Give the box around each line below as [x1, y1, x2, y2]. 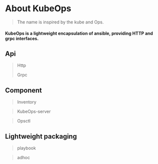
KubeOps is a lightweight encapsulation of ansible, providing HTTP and [5, 30, 153, 36]
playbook [17, 145, 36, 151]
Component [5, 86, 43, 94]
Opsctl [17, 118, 31, 124]
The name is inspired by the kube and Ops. [17, 19, 104, 25]
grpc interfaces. [5, 35, 39, 41]
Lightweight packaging [5, 132, 77, 141]
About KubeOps [5, 3, 71, 14]
